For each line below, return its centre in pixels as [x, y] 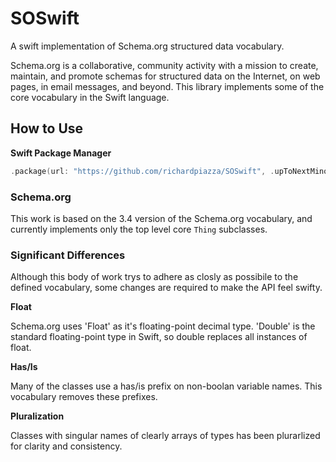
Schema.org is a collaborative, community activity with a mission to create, [164, 65]
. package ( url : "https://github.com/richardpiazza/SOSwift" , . [142, 171]
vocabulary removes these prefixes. [84, 397]
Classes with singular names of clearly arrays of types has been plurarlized [165, 436]
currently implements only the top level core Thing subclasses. [139, 229]
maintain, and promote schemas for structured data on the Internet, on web [165, 76]
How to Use [47, 128]
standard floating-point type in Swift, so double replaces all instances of [159, 337]
